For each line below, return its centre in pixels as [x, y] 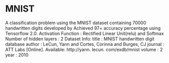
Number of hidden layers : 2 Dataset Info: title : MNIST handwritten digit [80, 39]
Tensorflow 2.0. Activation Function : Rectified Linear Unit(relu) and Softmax [85, 33]
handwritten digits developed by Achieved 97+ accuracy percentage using [83, 28]
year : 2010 [17, 55]
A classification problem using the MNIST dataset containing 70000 [76, 23]
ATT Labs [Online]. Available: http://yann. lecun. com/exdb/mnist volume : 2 [84, 49]
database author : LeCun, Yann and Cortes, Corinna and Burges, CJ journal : [85, 44]
